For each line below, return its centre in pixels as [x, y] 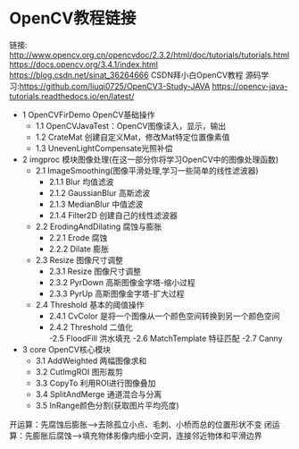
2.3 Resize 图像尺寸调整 [79, 259]
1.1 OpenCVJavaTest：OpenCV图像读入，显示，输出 [131, 125]
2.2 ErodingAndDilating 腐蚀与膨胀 [99, 226]
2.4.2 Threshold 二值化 [91, 326]
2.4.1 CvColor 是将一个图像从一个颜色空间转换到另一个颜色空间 [164, 316]
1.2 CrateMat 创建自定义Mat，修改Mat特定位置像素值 [133, 137]
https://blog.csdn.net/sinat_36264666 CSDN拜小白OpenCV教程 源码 [135, 75]
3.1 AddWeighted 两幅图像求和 [91, 360]
